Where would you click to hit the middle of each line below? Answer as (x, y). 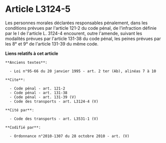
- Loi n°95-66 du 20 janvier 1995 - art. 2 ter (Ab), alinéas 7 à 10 (83, 71)
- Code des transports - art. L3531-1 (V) (54, 119)
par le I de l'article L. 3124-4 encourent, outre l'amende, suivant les (74, 33)
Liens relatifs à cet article (32, 53)
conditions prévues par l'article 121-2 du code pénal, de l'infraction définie (81, 28)
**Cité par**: (20, 110)
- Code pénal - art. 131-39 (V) (43, 97)
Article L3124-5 (38, 9)
